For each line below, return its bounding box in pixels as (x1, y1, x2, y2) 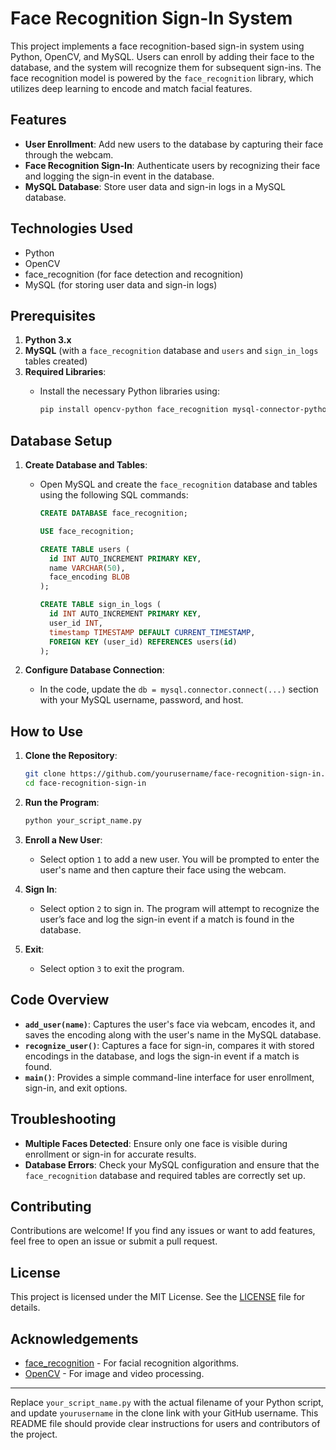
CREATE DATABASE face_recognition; (39, 508, 188, 519)
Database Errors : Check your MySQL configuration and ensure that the (24, 1158, 320, 1171)
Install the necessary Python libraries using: (39, 385, 220, 397)
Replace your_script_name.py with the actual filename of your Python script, (10, 1396, 324, 1408)
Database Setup (10, 432, 113, 449)
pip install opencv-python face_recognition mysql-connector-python (39, 405, 332, 415)
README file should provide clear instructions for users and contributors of (10, 1417, 321, 1429)
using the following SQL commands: (39, 489, 189, 501)
